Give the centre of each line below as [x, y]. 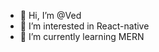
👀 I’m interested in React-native [84, 26]
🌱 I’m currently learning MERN [82, 36]
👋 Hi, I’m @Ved [50, 15]
